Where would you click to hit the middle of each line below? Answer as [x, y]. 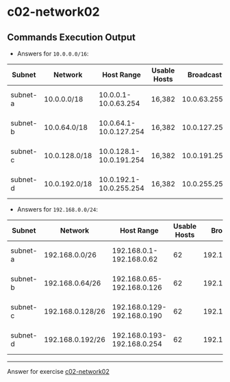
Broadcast [205, 75]
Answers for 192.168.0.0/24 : [57, 209]
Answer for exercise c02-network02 [58, 371]
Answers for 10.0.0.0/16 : [53, 53]
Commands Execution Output [71, 37]
